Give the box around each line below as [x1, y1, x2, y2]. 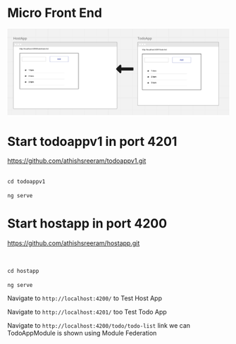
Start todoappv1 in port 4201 [7, 133, 178, 149]
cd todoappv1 [7, 178, 46, 185]
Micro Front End [7, 5, 102, 21]
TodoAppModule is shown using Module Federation [7, 329, 157, 338]
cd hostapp [7, 268, 39, 275]
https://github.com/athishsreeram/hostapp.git [7, 239, 140, 247]
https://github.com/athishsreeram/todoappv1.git [7, 156, 147, 165]
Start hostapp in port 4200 [7, 216, 168, 232]
